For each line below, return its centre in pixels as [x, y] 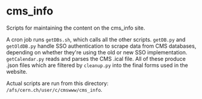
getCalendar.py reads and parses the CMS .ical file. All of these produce [96, 59]
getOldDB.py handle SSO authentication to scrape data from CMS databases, [101, 46]
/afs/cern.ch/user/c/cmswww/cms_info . [54, 89]
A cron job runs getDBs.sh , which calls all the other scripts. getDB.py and [96, 39]
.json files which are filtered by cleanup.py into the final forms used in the [97, 65]
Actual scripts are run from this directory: [57, 83]
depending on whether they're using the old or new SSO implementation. [97, 52]
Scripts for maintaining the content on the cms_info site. [76, 28]
